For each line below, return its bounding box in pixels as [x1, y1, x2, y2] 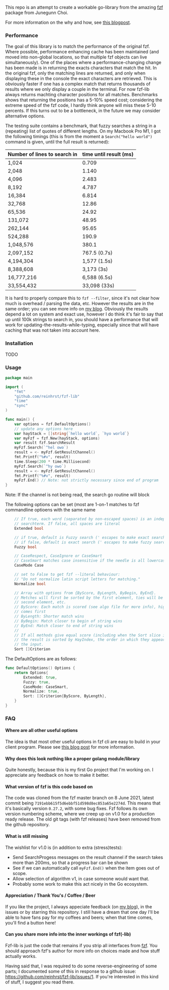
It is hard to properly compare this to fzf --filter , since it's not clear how [5, 295, 160, 301]
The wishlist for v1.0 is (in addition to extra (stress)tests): [5, 844, 123, 850]
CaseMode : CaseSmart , [23, 684, 69, 690]
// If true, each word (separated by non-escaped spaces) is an [14, 517, 152, 522]
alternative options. [5, 113, 45, 119]
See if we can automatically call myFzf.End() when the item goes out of [12, 864, 160, 871]
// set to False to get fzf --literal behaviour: [14, 572, 121, 577]
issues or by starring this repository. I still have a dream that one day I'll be [5, 909, 159, 915]
